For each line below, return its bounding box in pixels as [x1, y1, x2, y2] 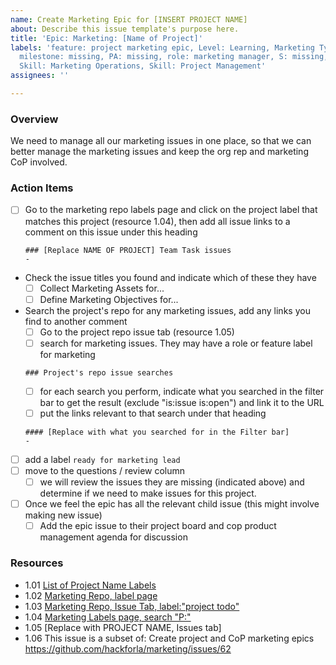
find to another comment [24, 315, 128, 327]
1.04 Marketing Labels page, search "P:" [24, 611, 192, 623]
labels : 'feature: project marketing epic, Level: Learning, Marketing [10, 42, 315, 53]
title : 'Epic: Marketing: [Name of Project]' [10, 33, 203, 43]
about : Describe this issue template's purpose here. [10, 24, 240, 34]
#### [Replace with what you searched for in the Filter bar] [24, 427, 290, 437]
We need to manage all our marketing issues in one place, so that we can [10, 135, 312, 147]
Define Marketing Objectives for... [39, 293, 179, 305]
